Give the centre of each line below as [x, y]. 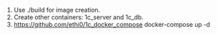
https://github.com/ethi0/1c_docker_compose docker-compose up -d [112, 24]
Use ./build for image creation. [57, 10]
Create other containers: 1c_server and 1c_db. [78, 17]
